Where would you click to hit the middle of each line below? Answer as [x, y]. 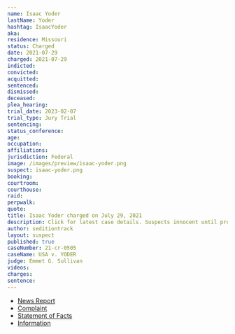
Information [34, 323]
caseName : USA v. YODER [42, 255]
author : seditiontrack [40, 228]
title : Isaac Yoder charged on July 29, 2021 [74, 216]
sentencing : [24, 124]
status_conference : [36, 131]
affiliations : [28, 151]
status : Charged [31, 46]
